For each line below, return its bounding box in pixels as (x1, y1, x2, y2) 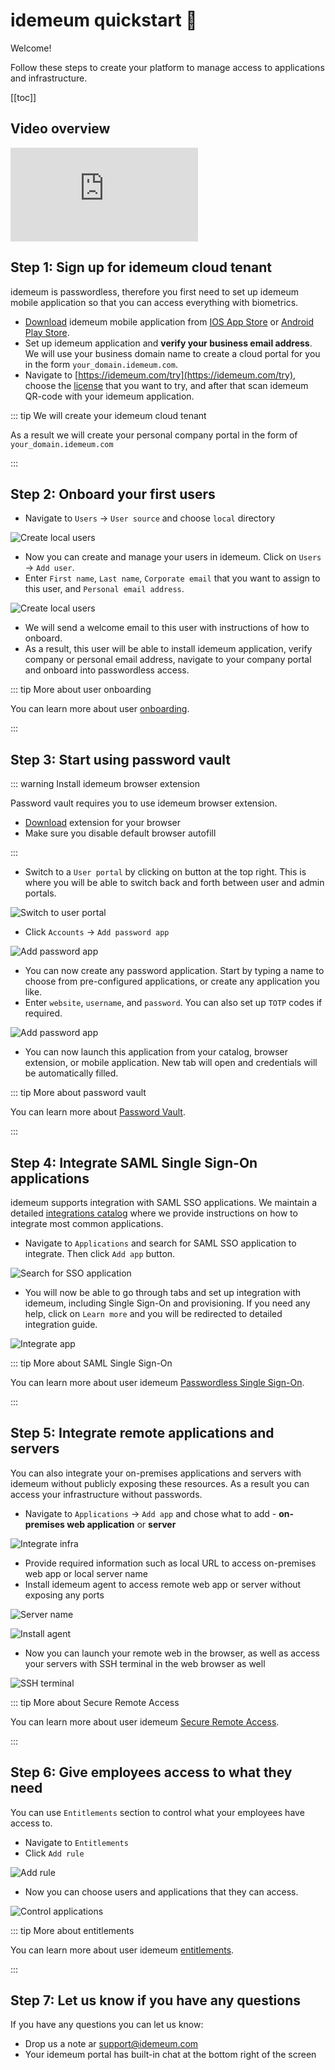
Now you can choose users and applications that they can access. (24, 1885, 299, 1898)
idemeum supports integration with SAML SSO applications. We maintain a (10, 1197, 318, 1208)
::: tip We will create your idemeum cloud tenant (10, 409, 207, 421)
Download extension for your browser (24, 817, 181, 829)
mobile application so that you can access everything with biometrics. (10, 296, 299, 308)
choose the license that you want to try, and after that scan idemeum (24, 379, 309, 391)
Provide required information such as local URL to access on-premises (24, 1557, 317, 1569)
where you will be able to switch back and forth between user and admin (24, 877, 325, 889)
